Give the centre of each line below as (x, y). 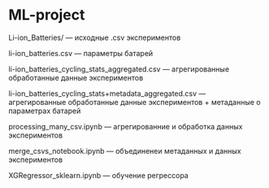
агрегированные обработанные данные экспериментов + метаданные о (135, 102)
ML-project (47, 15)
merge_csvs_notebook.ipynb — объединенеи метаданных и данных (125, 151)
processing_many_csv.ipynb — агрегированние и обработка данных (126, 126)
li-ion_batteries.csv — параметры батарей (81, 53)
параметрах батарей (45, 111)
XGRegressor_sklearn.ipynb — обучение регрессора (98, 175)
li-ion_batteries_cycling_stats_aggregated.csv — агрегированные (119, 69)
